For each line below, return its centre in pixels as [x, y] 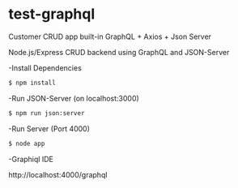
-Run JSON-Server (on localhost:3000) [74, 98]
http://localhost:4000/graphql [58, 174]
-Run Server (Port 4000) [49, 128]
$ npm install [32, 83]
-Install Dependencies [45, 68]
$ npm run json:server [47, 113]
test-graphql [52, 14]
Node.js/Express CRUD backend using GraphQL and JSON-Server [119, 52]
